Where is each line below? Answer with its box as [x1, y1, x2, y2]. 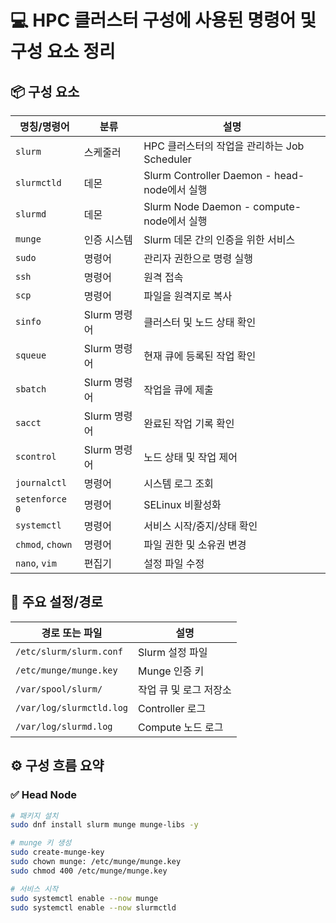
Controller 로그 [138, 701, 207, 715]
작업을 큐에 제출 [143, 383, 214, 396]
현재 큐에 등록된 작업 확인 [143, 349, 257, 363]
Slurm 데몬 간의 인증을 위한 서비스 [143, 233, 296, 246]
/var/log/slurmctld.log [15, 702, 129, 713]
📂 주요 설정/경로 [10, 594, 103, 611]
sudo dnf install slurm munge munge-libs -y [10, 820, 199, 830]
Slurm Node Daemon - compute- [143, 200, 302, 213]
